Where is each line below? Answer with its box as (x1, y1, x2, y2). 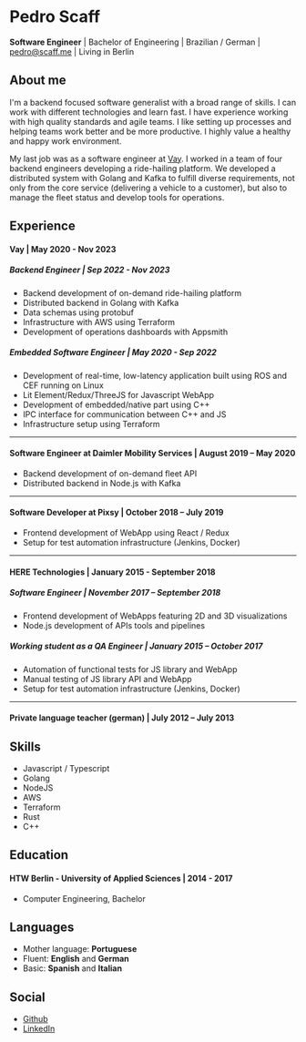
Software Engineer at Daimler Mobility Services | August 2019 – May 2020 (9, 448, 296, 459)
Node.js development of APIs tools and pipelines (22, 619, 206, 630)
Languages (9, 920, 75, 935)
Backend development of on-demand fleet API (22, 467, 198, 479)
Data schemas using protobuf (22, 307, 135, 318)
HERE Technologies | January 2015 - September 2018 (9, 567, 216, 577)
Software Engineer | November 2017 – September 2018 (9, 587, 221, 598)
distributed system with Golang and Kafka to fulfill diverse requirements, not (9, 172, 296, 183)
